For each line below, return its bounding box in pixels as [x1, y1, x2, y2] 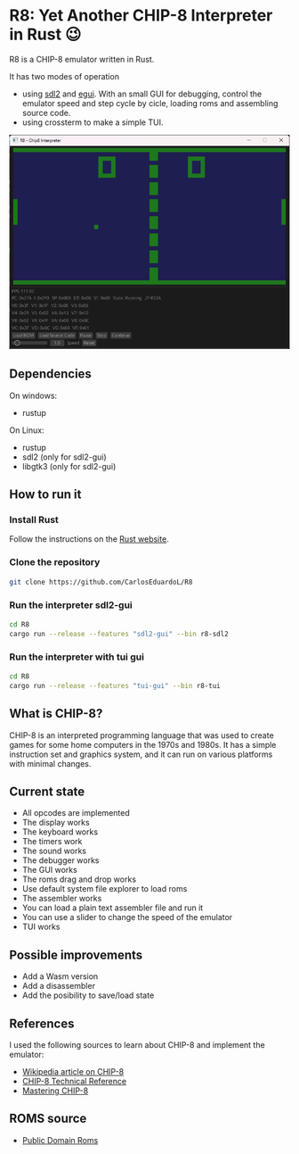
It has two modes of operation [9, 71, 120, 81]
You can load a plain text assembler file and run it [21, 902, 204, 913]
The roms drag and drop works [21, 874, 136, 884]
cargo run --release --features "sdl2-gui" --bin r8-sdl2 [9, 629, 229, 638]
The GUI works [21, 865, 77, 876]
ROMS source [9, 1111, 87, 1126]
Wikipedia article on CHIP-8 [21, 1067, 125, 1076]
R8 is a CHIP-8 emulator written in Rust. [9, 54, 155, 64]
